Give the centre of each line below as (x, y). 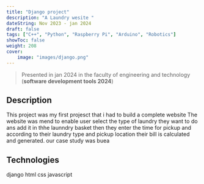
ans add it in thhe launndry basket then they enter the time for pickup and (99, 128)
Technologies (33, 160)
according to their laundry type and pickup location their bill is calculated (98, 134)
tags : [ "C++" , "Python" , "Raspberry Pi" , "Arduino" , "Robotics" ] (91, 35)
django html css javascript (39, 175)
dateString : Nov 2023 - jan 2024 (49, 23)
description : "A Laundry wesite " (50, 18)
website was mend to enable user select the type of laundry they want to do (102, 121)
